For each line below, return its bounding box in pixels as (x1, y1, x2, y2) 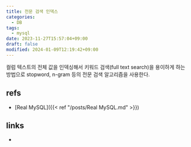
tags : (6, 25, 19, 31)
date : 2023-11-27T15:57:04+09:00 (6, 36, 88, 42)
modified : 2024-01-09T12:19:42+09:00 (6, 47, 99, 53)
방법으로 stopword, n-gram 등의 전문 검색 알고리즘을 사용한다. (6, 71, 150, 78)
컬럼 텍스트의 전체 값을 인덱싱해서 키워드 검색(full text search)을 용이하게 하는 (6, 63, 186, 70)
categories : (6, 14, 35, 20)
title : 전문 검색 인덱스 (6, 8, 59, 15)
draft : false (6, 42, 38, 47)
